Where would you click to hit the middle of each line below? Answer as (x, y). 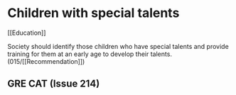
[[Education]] (27, 33)
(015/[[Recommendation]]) (46, 61)
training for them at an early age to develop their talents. (90, 54)
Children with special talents (93, 13)
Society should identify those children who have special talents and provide (118, 46)
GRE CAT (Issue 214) (54, 84)
